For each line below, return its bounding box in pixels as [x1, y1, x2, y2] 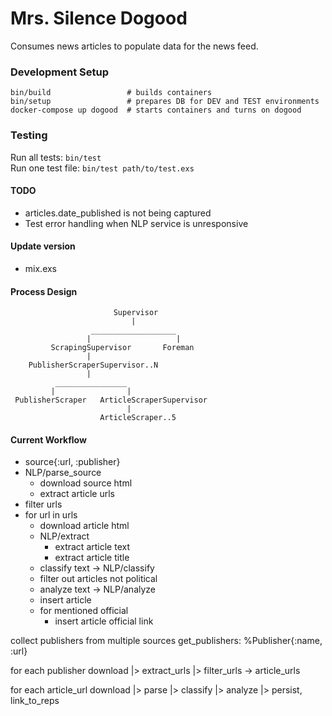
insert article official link [54, 615, 154, 627]
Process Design [10, 285, 78, 297]
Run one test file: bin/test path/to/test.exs [10, 162, 195, 174]
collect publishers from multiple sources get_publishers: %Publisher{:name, [10, 635, 323, 647]
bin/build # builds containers [10, 88, 213, 98]
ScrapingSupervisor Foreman [50, 343, 195, 353]
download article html [39, 520, 130, 532]
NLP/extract [39, 530, 90, 542]
